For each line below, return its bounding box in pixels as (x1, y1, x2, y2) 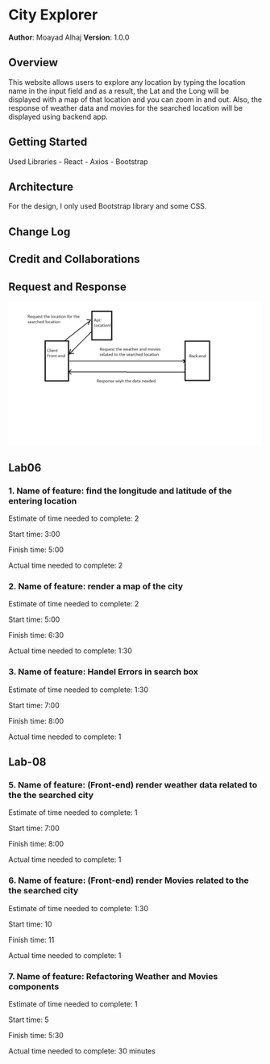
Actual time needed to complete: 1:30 (8, 646, 133, 656)
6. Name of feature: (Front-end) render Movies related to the (8, 875, 250, 886)
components (8, 981, 60, 992)
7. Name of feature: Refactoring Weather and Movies (8, 970, 218, 982)
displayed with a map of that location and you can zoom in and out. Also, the (8, 95, 263, 104)
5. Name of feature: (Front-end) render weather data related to (8, 779, 258, 791)
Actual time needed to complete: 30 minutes (8, 1046, 156, 1056)
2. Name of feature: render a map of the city (8, 581, 184, 592)
